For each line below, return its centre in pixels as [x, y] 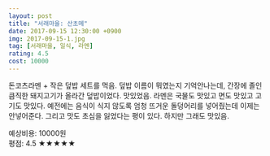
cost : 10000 [28, 62]
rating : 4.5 [28, 54]
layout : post [30, 16]
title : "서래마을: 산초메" [48, 24]
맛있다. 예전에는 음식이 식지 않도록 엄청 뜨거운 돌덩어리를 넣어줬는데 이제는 [142, 106]
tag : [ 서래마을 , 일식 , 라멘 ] [51, 46]
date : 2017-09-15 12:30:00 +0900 [65, 31]
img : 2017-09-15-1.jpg [47, 39]
